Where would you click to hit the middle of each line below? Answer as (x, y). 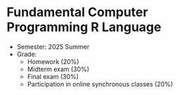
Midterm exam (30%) (58, 69)
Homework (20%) (53, 61)
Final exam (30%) (53, 76)
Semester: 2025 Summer (53, 46)
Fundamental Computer (77, 12)
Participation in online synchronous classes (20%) (100, 84)
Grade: (27, 54)
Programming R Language (84, 27)
